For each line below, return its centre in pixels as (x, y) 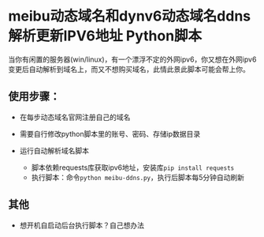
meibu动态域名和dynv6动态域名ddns (130, 16)
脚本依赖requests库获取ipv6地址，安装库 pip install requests (133, 167)
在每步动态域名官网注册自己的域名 (75, 117)
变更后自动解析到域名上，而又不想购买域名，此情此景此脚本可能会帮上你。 (129, 69)
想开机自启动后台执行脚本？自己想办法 (82, 225)
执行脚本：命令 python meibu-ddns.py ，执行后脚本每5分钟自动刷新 (138, 177)
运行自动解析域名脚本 (54, 150)
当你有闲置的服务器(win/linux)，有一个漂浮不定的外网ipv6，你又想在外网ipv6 (132, 59)
